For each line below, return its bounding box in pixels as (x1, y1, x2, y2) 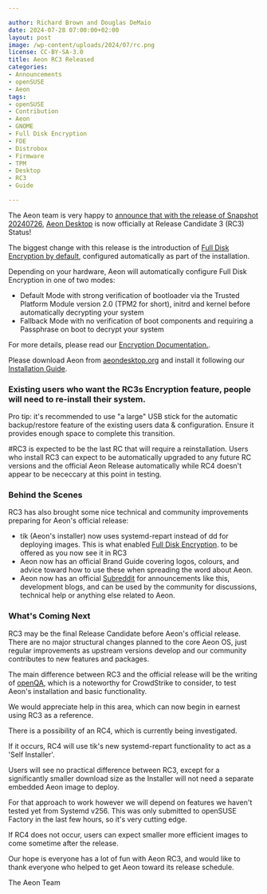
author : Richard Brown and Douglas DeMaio (8, 18, 151, 26)
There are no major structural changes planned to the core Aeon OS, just (8, 637, 247, 646)
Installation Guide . (8, 363, 68, 373)
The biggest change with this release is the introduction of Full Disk (8, 242, 230, 252)
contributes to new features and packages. (8, 654, 150, 664)
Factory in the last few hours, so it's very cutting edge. (8, 814, 187, 824)
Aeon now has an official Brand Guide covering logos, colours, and (19, 557, 239, 567)
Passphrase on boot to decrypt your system (19, 324, 165, 334)
